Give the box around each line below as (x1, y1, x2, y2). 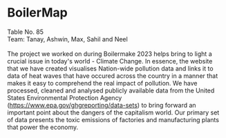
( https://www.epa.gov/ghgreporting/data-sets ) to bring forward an (7, 101, 196, 109)
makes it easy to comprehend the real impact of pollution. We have (7, 79, 198, 87)
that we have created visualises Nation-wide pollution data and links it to (7, 64, 214, 72)
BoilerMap (7, 5, 68, 21)
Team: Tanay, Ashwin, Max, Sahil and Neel (7, 34, 128, 43)
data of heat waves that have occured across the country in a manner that (7, 71, 218, 80)
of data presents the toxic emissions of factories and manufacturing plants (7, 115, 220, 124)
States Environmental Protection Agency (7, 93, 122, 101)
